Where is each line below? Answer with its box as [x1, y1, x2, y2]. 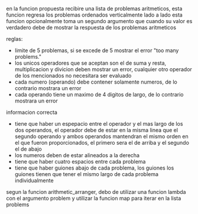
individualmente [14, 177, 54, 184]
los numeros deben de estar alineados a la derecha [14, 152, 140, 159]
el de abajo [14, 145, 43, 152]
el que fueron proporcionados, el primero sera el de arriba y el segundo [14, 139, 189, 146]
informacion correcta [6, 109, 58, 116]
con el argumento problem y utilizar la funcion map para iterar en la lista [6, 195, 181, 202]
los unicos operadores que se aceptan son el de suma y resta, [14, 59, 167, 66]
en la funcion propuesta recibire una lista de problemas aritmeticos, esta [6, 5, 183, 12]
